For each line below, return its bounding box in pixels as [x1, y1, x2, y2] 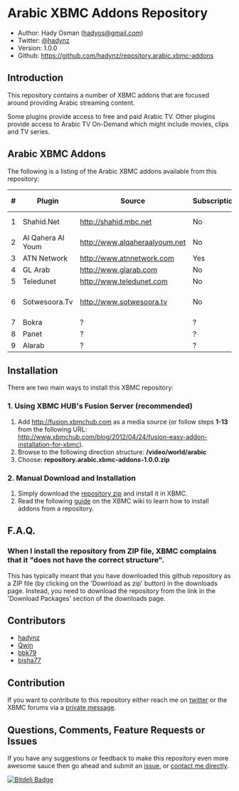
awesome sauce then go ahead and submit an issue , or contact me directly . [7, 762, 229, 770]
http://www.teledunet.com [80, 276, 169, 286]
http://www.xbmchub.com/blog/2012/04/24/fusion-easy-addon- [17, 432, 208, 441]
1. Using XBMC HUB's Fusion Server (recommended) [7, 401, 193, 411]
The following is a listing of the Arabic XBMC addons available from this [7, 167, 217, 175]
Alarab [22, 340, 45, 350]
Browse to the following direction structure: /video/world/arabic [17, 447, 207, 456]
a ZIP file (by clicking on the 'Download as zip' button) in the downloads [7, 579, 218, 587]
